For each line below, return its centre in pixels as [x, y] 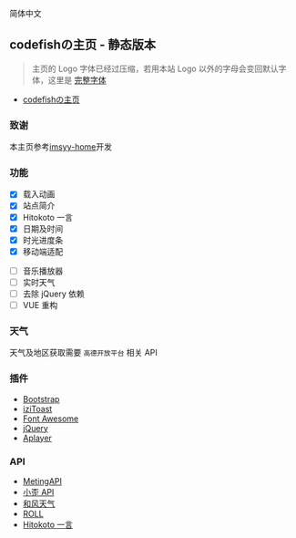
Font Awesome [51, 419]
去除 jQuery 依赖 [53, 294]
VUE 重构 [40, 305]
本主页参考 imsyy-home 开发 [61, 147]
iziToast [37, 409]
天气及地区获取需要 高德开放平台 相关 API [83, 353]
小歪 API [38, 491]
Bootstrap [41, 398]
